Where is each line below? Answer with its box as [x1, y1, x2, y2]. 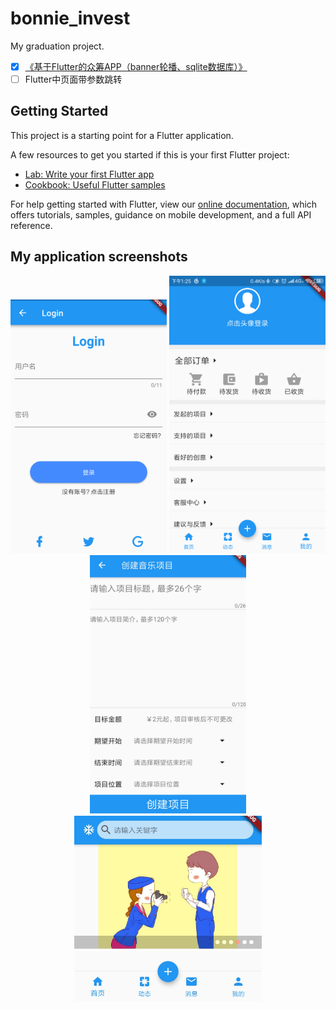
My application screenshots [10, 248, 188, 266]
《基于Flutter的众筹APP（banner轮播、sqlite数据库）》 [24, 60, 248, 72]
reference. [10, 219, 53, 231]
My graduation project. [10, 40, 105, 52]
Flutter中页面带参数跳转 [24, 73, 123, 85]
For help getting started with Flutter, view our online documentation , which [10, 198, 318, 210]
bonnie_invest [10, 7, 131, 30]
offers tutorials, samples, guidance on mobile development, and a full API [10, 208, 312, 221]
